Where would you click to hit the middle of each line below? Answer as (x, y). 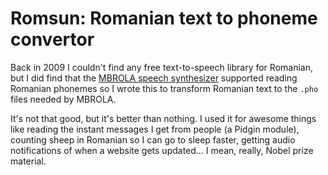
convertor (52, 39)
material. (28, 161)
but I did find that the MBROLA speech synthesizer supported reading (154, 78)
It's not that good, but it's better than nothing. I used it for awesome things (163, 118)
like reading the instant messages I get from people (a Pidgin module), (155, 129)
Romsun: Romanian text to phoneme (164, 18)
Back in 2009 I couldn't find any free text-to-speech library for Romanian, (161, 67)
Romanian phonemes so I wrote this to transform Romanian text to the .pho (164, 88)
